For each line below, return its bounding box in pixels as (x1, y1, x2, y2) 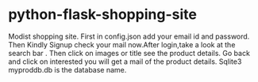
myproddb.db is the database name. (8, 65, 127, 74)
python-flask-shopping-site (8, 6, 197, 24)
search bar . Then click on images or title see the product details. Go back (8, 48, 250, 58)
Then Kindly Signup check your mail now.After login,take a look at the (8, 39, 236, 49)
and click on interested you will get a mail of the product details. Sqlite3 (8, 57, 242, 66)
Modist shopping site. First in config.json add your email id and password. (8, 32, 250, 41)
